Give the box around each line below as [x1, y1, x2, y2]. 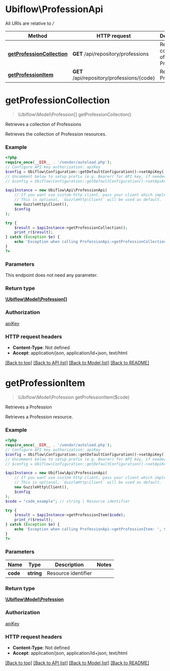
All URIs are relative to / [5, 20, 54, 26]
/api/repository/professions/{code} [72, 74, 155, 81]
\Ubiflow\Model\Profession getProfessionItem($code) [17, 394, 130, 400]
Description [55, 561, 84, 568]
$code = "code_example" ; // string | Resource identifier [5, 498, 130, 504]
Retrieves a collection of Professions [5, 121, 82, 127]
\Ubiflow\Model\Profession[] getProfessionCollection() [17, 111, 132, 117]
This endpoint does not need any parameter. [5, 272, 98, 278]
